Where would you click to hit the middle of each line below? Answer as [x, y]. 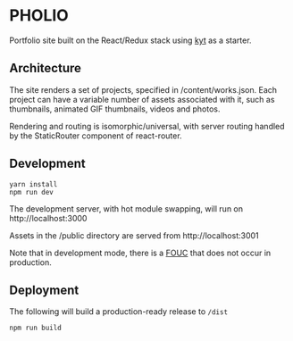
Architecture [46, 68]
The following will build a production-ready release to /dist [119, 312]
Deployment [44, 290]
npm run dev [31, 192]
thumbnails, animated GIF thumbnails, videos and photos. [115, 109]
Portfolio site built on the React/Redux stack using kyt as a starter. [130, 40]
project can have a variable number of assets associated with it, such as [142, 99]
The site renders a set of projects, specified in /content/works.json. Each [143, 89]
